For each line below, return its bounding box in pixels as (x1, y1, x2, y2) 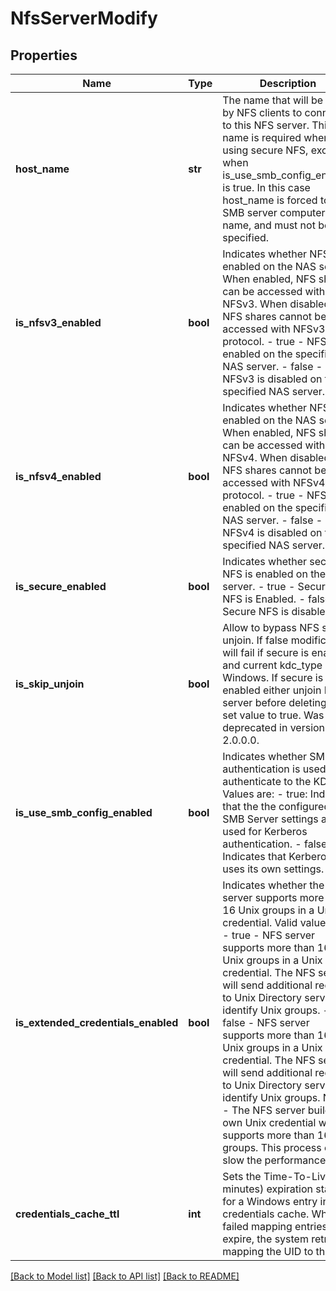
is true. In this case (222, 181, 311, 194)
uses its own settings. (222, 862, 325, 876)
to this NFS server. (222, 118, 310, 132)
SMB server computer (222, 206, 326, 219)
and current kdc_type (222, 658, 323, 672)
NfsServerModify (10, 7, 158, 30)
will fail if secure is (222, 646, 310, 659)
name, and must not (222, 218, 316, 232)
